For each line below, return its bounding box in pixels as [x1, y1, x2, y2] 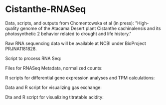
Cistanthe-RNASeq [5, 3, 86, 15]
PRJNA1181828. [5, 45, 37, 51]
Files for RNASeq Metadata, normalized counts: [5, 65, 103, 71]
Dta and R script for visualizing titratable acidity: [5, 94, 104, 100]
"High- [135, 20, 149, 26]
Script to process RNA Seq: [5, 55, 61, 61]
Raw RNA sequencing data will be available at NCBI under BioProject [5, 40, 146, 46]
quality [5, 25, 19, 31]
